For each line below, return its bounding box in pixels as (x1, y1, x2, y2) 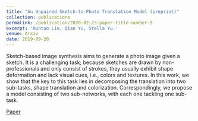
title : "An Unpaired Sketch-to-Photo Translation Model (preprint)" (6, 8, 180, 15)
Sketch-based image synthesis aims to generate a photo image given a (6, 53, 180, 59)
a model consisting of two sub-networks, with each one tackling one (6, 90, 174, 97)
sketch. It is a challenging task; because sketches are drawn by (6, 59, 162, 66)
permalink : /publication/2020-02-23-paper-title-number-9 (6, 20, 153, 26)
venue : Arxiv (6, 31, 39, 37)
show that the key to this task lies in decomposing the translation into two (6, 78, 186, 85)
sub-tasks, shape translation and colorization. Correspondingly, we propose (6, 84, 193, 91)
